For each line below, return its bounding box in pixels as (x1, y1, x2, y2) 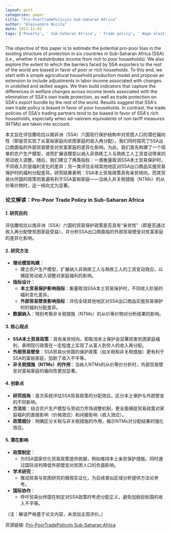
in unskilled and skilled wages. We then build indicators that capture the (5, 83, 156, 89)
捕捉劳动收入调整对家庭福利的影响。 (20, 273, 97, 279)
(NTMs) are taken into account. (5, 121, 71, 127)
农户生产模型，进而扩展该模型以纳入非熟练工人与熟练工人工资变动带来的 (14, 151, 166, 156)
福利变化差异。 (20, 291, 52, 298)
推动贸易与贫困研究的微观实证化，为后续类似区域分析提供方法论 (20, 474, 154, 481)
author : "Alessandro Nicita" (5, 21, 67, 27)
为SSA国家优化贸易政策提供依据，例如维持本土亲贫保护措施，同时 (20, 456, 159, 462)
